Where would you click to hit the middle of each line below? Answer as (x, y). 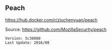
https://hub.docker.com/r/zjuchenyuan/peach (51, 20)
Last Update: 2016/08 (27, 43)
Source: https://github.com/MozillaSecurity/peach (56, 29)
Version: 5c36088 (23, 38)
